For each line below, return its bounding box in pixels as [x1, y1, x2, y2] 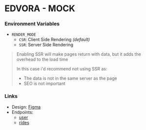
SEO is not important [23, 81, 66, 87]
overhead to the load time [16, 57, 69, 63]
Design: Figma [11, 104, 41, 110]
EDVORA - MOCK [4, 3, 75, 14]
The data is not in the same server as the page [23, 75, 117, 81]
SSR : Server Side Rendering [18, 42, 73, 48]
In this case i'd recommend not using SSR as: [16, 66, 108, 72]
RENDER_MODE [11, 32, 36, 37]
